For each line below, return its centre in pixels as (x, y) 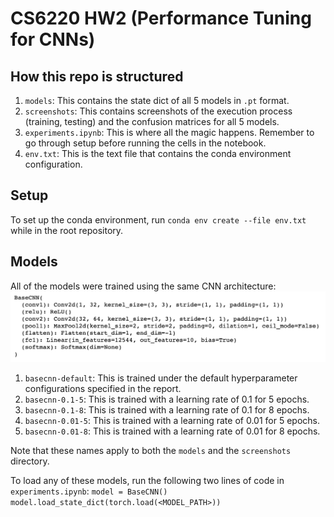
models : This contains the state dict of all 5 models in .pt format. (157, 100)
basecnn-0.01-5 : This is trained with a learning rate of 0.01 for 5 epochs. (172, 421)
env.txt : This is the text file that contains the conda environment (158, 153)
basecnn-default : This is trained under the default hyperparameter (161, 378)
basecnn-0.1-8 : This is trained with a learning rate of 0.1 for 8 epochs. (167, 410)
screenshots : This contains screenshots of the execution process (158, 111)
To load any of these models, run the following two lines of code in (147, 481)
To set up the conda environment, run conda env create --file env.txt (158, 219)
